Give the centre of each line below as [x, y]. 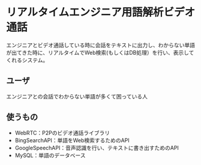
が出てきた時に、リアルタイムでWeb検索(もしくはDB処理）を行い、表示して [100, 52]
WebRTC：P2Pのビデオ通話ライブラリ [62, 133]
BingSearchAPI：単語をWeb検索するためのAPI [72, 140]
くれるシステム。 [27, 60]
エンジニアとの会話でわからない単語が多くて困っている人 [77, 96]
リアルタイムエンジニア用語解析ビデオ [101, 12]
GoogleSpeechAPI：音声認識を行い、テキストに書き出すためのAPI [97, 148]
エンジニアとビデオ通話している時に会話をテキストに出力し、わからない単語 [100, 45]
